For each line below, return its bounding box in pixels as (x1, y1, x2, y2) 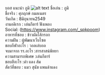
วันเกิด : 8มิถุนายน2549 (5, 16, 46, 22)
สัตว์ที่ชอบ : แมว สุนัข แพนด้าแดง (5, 64, 58, 70)
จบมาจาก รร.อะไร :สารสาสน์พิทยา (5, 48, 59, 53)
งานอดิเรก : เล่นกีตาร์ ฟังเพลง (5, 21, 52, 27)
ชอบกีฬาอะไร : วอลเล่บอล (5, 43, 46, 48)
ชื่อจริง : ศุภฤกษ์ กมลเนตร (5, 11, 46, 16)
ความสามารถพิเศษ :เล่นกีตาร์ (5, 53, 50, 59)
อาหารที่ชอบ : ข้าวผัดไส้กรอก (5, 32, 50, 37)
